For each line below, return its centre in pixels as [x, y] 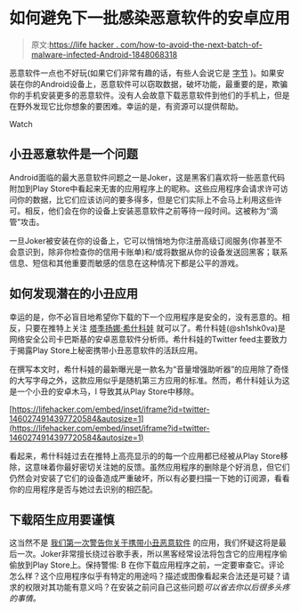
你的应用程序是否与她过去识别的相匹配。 [83, 489]
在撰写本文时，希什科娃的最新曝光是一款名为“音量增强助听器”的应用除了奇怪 [149, 369]
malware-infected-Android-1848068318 [104, 54]
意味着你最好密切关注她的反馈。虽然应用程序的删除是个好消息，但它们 [161, 467]
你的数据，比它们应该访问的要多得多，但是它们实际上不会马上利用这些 [145, 199]
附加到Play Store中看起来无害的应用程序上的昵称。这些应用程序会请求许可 [145, 189]
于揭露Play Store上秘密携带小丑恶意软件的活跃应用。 [106, 350]
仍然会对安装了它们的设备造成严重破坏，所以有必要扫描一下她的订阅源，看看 [150, 478]
